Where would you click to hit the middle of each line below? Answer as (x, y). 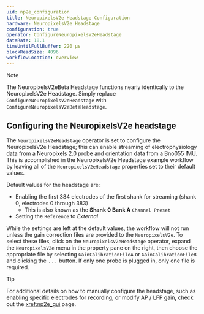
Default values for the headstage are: (53, 185)
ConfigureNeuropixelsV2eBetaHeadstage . (57, 106)
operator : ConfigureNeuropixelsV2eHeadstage (64, 35)
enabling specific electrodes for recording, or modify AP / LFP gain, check (100, 297)
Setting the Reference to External (57, 216)
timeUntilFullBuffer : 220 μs (43, 47)
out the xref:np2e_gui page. (41, 304)
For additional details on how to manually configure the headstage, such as (101, 291)
